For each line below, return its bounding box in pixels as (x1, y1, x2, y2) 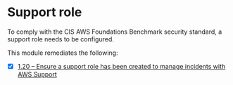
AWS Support (17, 70, 58, 78)
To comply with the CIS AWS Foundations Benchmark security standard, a (7, 27, 222, 36)
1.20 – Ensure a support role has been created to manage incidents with (17, 62, 226, 70)
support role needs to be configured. (7, 34, 114, 43)
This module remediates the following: (7, 48, 118, 57)
